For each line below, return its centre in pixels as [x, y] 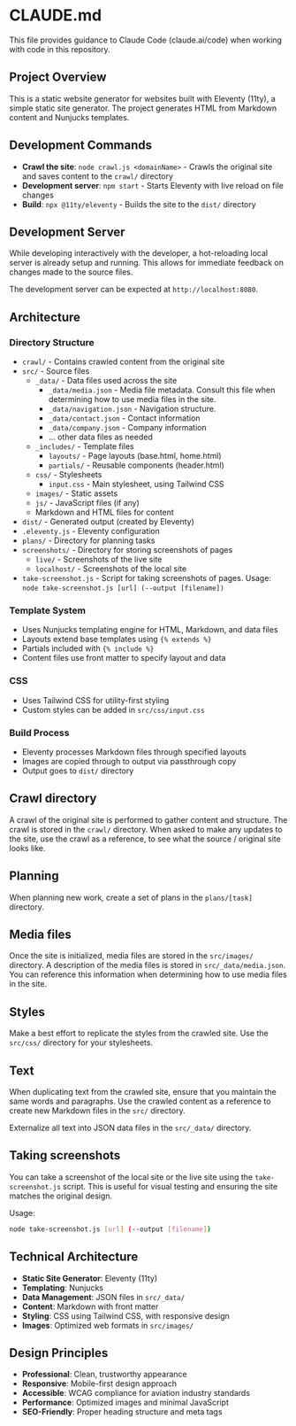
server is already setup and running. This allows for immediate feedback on [147, 263]
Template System [48, 610]
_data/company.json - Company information [127, 428]
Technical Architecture [74, 1257]
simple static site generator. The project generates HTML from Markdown [143, 108]
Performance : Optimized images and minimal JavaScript [125, 1403]
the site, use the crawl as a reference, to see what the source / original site [145, 839]
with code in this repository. [60, 49]
